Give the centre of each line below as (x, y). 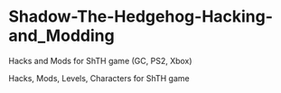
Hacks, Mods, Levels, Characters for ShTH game (99, 78)
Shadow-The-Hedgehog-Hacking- (140, 17)
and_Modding (61, 36)
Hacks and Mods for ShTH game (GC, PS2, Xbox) (100, 60)
